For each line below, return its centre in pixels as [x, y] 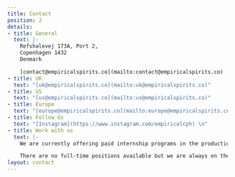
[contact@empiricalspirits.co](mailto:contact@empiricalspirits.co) [122, 72]
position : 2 [24, 20]
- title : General [33, 33]
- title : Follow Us [36, 118]
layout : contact [31, 163]
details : [20, 27]
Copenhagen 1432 [44, 53]
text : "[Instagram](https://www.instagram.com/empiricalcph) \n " [111, 124]
